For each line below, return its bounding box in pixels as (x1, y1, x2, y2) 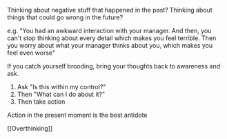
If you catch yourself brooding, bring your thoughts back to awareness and (7, 62, 221, 70)
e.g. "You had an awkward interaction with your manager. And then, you (7, 27, 212, 35)
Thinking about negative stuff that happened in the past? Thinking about (7, 6, 213, 14)
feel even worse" (7, 48, 56, 57)
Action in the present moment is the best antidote (7, 111, 148, 119)
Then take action (17, 98, 66, 106)
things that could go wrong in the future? (7, 13, 124, 21)
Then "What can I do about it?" (17, 90, 106, 98)
